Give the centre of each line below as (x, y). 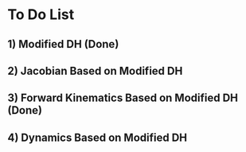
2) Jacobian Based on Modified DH (95, 70)
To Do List (41, 15)
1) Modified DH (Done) (63, 44)
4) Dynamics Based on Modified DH (98, 137)
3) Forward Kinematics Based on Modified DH (123, 98)
